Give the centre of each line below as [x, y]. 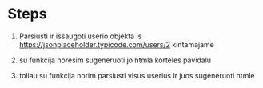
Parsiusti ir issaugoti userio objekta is [80, 36]
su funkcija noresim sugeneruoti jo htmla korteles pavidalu [115, 60]
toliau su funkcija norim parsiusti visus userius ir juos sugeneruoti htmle [137, 75]
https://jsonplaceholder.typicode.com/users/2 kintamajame [117, 44]
